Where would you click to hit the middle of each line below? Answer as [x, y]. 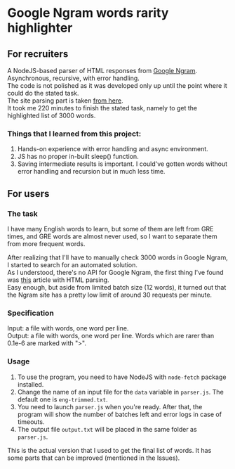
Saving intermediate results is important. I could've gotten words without [122, 164]
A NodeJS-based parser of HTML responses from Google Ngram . [102, 71]
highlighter [40, 28]
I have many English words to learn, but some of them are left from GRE [110, 229]
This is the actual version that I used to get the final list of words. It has [109, 450]
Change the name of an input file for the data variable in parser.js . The [121, 392]
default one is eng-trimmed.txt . [62, 399]
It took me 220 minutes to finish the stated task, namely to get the [102, 108]
